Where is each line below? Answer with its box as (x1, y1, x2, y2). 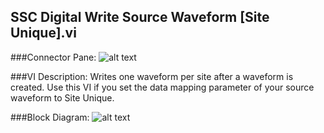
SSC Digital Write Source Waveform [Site (10, 9, 270, 26)
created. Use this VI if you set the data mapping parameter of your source (10, 81, 315, 93)
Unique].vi (10, 25, 77, 42)
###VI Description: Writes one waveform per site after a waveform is (10, 70, 294, 82)
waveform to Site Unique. (10, 91, 115, 104)
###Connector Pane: (10, 51, 97, 63)
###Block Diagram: (10, 111, 90, 123)
